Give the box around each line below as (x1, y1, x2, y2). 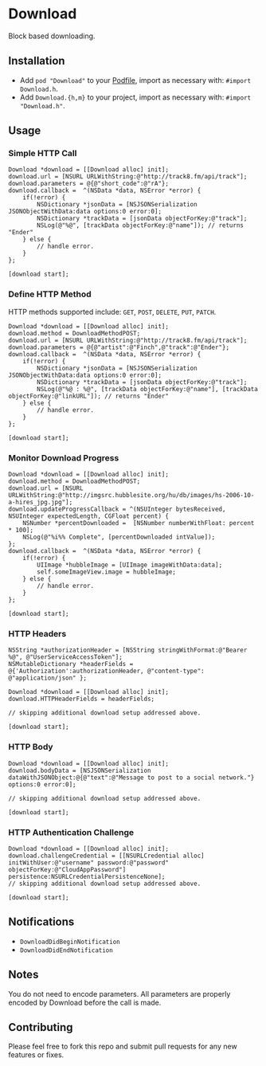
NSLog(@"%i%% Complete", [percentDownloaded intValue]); (22, 533, 216, 542)
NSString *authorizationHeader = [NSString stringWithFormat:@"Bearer (8, 646, 248, 654)
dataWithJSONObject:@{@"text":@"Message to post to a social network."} (8, 774, 255, 782)
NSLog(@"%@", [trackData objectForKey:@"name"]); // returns (37, 221, 244, 229)
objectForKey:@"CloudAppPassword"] (8, 865, 127, 873)
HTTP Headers (8, 628, 67, 639)
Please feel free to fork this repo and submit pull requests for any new (8, 1041, 237, 1052)
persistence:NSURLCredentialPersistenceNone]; (8, 872, 166, 880)
